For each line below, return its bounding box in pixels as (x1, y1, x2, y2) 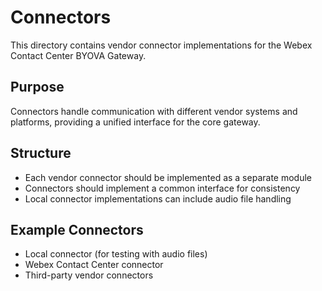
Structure (10, 145, 72, 162)
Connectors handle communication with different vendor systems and (10, 105, 298, 117)
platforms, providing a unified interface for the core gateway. (10, 116, 261, 128)
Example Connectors (10, 221, 144, 238)
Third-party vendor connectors (24, 269, 154, 281)
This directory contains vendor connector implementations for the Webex (10, 39, 313, 51)
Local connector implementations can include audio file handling (24, 192, 292, 205)
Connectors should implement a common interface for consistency (24, 182, 301, 194)
